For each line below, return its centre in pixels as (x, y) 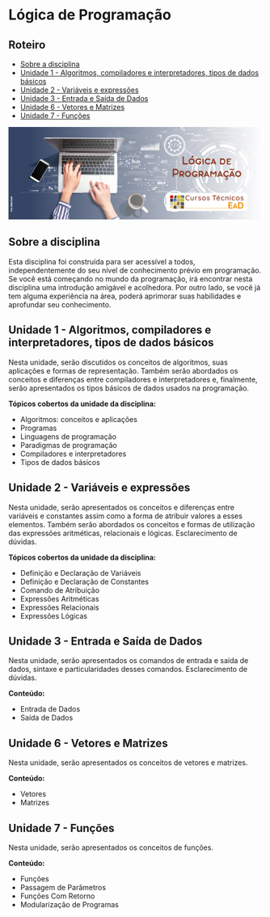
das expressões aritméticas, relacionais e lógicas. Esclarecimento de (123, 533)
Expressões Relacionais (59, 607)
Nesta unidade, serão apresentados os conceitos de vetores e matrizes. (128, 763)
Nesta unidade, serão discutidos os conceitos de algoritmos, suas (118, 362)
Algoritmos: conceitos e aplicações (78, 419)
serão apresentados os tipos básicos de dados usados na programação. (129, 388)
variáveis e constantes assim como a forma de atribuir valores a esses (125, 516)
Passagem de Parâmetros (63, 887)
